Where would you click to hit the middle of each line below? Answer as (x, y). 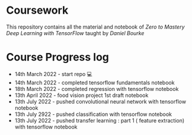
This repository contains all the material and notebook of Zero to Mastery (95, 27)
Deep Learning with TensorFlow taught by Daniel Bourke (75, 33)
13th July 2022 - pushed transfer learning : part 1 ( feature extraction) (100, 120)
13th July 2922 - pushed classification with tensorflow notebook (93, 114)
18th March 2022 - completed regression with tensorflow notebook (97, 89)
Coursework (37, 10)
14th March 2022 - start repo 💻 (54, 74)
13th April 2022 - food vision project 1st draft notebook (81, 95)
